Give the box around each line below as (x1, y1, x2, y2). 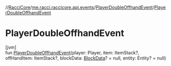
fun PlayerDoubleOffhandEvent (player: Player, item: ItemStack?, (5, 49, 139, 55)
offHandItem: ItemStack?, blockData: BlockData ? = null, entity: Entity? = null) (5, 55, 166, 61)
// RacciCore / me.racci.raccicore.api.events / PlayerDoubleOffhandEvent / (5, 5, 155, 10)
